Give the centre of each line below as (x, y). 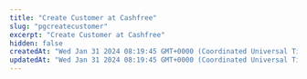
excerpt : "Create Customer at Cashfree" (88, 35)
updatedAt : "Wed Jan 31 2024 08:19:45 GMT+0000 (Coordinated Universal (148, 60)
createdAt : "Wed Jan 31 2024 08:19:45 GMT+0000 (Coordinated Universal (148, 52)
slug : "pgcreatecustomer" (58, 26)
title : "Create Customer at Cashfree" (83, 18)
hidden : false (37, 43)
